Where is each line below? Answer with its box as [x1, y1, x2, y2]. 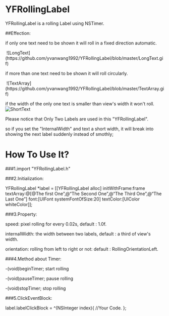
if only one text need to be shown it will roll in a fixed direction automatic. [5, 39, 157, 46]
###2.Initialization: [5, 175, 44, 181]
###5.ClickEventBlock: [5, 295, 52, 301]
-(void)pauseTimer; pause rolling [5, 275, 73, 282]
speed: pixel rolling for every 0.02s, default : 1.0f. [5, 221, 107, 227]
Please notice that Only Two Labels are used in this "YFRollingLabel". [5, 115, 149, 122]
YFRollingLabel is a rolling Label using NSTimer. [5, 20, 104, 26]
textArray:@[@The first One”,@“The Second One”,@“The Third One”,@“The [5, 190, 162, 196]
